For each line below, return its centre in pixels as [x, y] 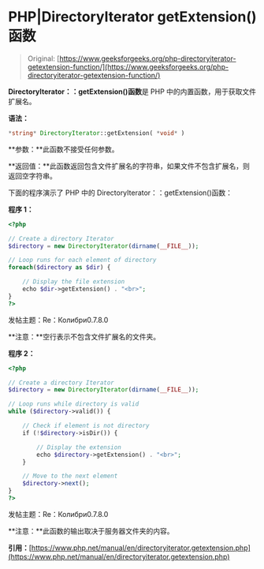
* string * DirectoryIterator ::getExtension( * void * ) [97, 133]
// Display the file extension [74, 282]
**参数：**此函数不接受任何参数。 [64, 149]
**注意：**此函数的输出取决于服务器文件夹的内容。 [91, 531]
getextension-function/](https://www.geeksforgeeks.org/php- [128, 66]
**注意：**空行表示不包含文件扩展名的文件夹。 [84, 336]
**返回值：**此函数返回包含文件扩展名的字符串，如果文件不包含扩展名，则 [129, 166]
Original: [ [43, 58]
